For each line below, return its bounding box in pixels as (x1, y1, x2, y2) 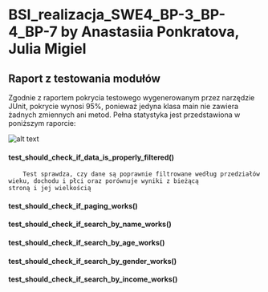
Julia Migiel (8, 40, 87, 58)
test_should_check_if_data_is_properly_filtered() (8, 152, 175, 162)
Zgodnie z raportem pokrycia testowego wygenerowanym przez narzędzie (8, 93, 255, 102)
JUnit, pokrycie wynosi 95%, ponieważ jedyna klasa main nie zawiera (8, 102, 239, 111)
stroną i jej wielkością (8, 185, 91, 193)
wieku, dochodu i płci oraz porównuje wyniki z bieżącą (8, 177, 199, 185)
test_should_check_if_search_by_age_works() (8, 237, 165, 247)
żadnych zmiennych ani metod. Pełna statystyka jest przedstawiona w (8, 110, 241, 120)
